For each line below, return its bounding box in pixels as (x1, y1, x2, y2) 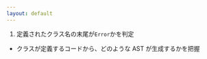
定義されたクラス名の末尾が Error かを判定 (16, 29, 134, 38)
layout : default (6, 10, 53, 17)
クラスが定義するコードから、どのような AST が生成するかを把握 (16, 44, 200, 52)
